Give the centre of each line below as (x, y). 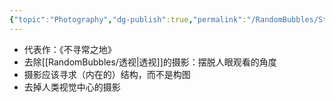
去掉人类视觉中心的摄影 (72, 87)
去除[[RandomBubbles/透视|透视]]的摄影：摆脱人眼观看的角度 (150, 62)
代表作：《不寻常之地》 (70, 49)
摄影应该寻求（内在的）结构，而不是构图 (107, 74)
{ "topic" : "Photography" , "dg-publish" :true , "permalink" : (128, 19)
